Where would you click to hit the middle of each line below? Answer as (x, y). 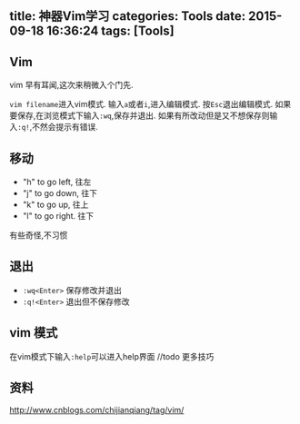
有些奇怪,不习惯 (39, 235)
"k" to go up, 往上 (55, 205)
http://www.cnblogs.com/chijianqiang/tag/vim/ (97, 410)
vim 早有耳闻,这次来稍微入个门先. (71, 85)
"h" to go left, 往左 (57, 182)
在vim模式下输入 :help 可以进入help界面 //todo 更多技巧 (112, 356)
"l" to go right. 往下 (58, 216)
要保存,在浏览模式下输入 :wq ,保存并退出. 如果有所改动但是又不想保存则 (140, 115)
